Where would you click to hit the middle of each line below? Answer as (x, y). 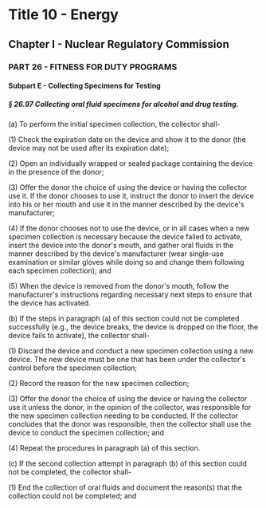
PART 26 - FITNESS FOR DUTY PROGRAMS (93, 67)
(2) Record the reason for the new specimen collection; (99, 384)
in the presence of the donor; (56, 172)
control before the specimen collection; (73, 368)
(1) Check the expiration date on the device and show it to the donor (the (127, 140)
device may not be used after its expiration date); (89, 148)
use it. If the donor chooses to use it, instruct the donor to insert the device (131, 196)
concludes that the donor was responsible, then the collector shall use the (130, 424)
